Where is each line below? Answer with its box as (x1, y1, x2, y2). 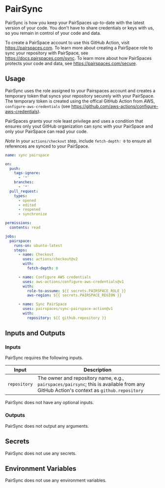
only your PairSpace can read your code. (5, 128, 88, 134)
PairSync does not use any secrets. (5, 450, 77, 456)
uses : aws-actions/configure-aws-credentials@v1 (23, 279, 124, 284)
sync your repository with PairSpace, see (5, 50, 88, 56)
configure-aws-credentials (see (5, 103, 70, 109)
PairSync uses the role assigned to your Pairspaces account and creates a (5, 87, 156, 94)
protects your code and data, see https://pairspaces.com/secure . (5, 60, 137, 66)
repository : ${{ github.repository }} (27, 315, 107, 320)
